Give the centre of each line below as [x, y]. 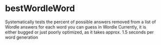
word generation [22, 37]
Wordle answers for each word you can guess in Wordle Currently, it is [76, 27]
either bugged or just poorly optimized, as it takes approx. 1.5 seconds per [80, 32]
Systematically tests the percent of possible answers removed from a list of [80, 22]
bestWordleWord [40, 8]
